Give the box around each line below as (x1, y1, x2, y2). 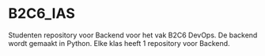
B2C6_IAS (8, 5, 75, 23)
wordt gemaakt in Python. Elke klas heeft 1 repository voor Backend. (8, 38, 231, 47)
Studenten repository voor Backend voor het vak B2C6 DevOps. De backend (8, 30, 258, 40)
